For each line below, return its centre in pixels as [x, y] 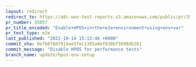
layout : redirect [27, 11]
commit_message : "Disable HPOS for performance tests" [74, 50]
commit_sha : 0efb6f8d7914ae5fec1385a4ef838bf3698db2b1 [74, 44]
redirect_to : [21, 17]
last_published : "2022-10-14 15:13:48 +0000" [62, 38]
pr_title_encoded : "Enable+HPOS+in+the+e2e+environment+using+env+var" [94, 28]
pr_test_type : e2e [28, 33]
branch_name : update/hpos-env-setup [50, 55]
